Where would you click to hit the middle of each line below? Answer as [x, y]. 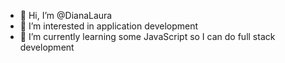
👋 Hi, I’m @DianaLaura [66, 15]
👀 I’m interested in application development [109, 26]
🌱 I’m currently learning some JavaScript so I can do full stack [147, 36]
